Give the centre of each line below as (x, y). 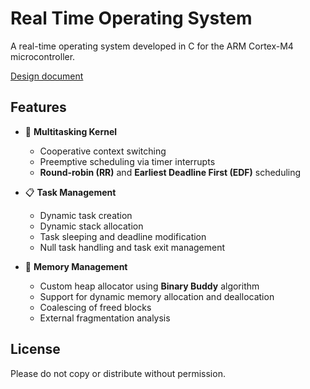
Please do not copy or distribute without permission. (118, 373)
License (35, 349)
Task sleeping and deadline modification (123, 236)
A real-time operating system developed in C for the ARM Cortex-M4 (152, 46)
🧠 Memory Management (76, 266)
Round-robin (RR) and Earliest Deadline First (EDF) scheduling (170, 172)
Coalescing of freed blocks (95, 307)
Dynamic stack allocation (91, 226)
